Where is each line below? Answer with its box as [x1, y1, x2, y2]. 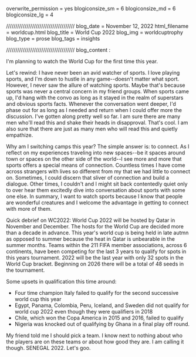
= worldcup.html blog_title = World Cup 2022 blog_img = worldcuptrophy [6, 29, 184, 36]
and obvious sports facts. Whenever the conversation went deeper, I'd [6, 100, 176, 107]
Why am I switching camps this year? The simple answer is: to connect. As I [6, 143, 190, 150]
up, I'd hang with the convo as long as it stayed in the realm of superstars [6, 94, 184, 101]
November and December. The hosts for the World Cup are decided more [6, 223, 184, 230]
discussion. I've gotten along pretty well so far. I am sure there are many [6, 113, 181, 120]
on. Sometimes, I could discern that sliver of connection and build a [6, 174, 169, 181]
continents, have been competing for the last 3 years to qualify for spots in [6, 248, 187, 255]
